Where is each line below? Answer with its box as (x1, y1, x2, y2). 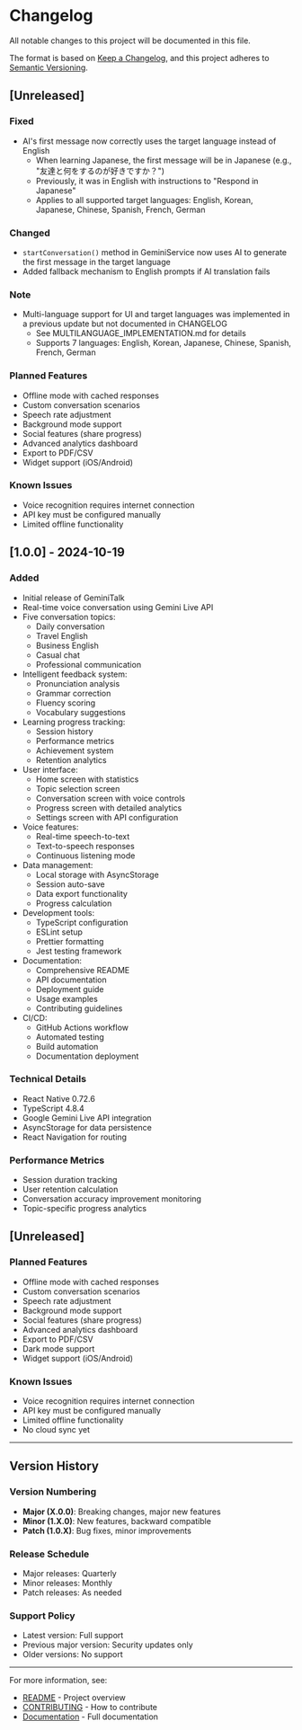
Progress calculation (35, 898, 112, 909)
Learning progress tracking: (22, 716, 126, 727)
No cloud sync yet (22, 1424, 91, 1435)
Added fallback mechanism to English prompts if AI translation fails (22, 266, 271, 277)
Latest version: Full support (22, 1630, 124, 1641)
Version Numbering (9, 1486, 97, 1498)
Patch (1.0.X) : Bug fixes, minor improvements (22, 1525, 191, 1536)
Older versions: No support (22, 1649, 123, 1660)
